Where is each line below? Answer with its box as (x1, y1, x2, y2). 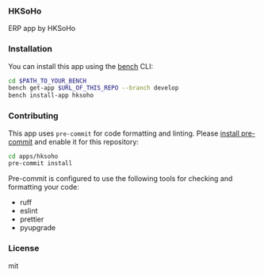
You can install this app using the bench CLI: (8, 61, 154, 71)
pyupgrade (19, 223, 56, 233)
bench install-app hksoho (8, 91, 94, 100)
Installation (8, 44, 53, 55)
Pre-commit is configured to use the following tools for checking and (8, 174, 233, 183)
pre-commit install (8, 160, 73, 167)
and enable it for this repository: (34, 137, 139, 146)
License (8, 243, 40, 254)
